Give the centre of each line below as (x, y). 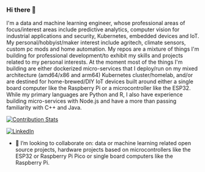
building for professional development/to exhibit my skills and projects (95, 56)
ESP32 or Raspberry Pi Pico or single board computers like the (94, 156)
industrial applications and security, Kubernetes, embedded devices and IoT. (103, 36)
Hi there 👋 (21, 10)
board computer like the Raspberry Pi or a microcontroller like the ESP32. (99, 88)
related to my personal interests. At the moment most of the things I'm (95, 62)
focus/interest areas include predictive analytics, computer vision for (93, 29)
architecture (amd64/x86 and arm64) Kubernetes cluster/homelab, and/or (100, 75)
